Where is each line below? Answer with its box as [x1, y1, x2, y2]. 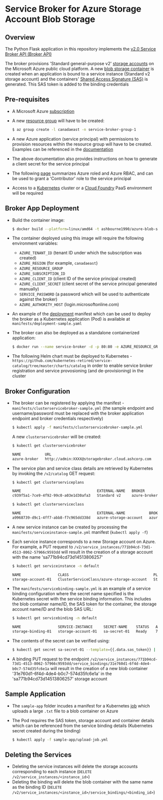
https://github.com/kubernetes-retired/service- [12, 359, 113, 364]
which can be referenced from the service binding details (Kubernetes [12, 723, 153, 728]
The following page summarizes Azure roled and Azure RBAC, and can [12, 170, 154, 176]
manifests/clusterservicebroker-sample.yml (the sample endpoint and [12, 405, 154, 411]
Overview [5, 33, 35, 41]
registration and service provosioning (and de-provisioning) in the [12, 368, 144, 374]
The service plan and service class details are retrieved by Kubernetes [12, 465, 153, 471]
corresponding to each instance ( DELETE [12, 769, 92, 775]
